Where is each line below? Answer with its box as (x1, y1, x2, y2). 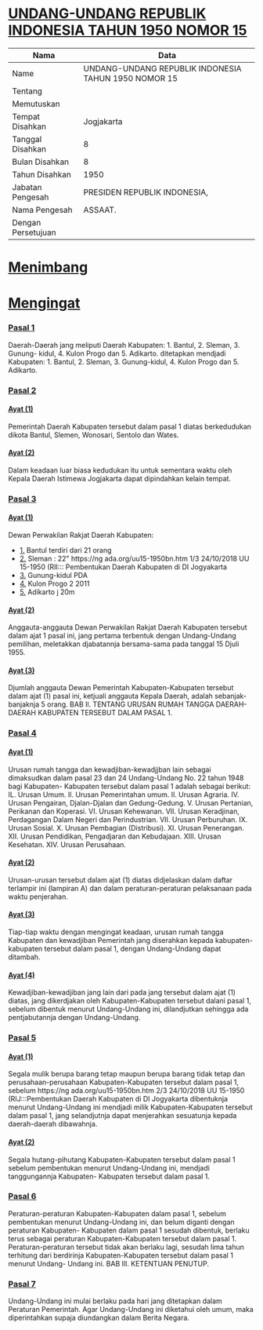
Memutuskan (12, 98, 60, 109)
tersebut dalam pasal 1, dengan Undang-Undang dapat (44, 944, 222, 953)
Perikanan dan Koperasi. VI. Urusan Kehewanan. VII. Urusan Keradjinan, (8, 806, 240, 816)
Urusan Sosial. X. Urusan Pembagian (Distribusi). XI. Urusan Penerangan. (8, 823, 245, 832)
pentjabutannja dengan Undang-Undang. (8, 1013, 141, 1022)
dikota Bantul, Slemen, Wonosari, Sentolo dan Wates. (8, 429, 179, 440)
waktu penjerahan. (8, 892, 68, 901)
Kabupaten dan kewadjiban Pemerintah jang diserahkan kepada (8, 936, 214, 945)
